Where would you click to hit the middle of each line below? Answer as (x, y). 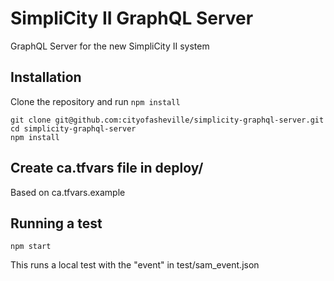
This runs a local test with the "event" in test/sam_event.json (135, 265)
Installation (46, 77)
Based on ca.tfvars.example (68, 192)
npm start (31, 247)
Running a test (56, 223)
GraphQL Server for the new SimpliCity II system (110, 46)
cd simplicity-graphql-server (73, 128)
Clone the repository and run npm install (95, 101)
